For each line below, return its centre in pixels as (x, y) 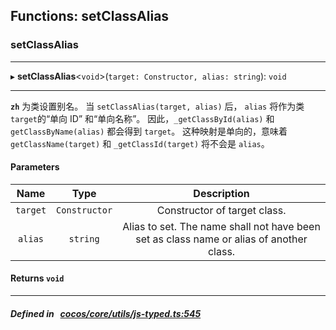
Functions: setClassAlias (90, 16)
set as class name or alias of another (221, 239)
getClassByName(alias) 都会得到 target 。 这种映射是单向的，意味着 (149, 131)
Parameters (35, 167)
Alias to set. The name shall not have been (221, 226)
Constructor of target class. (221, 210)
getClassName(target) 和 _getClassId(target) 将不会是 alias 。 (140, 143)
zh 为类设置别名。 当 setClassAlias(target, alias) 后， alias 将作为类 (157, 106)
